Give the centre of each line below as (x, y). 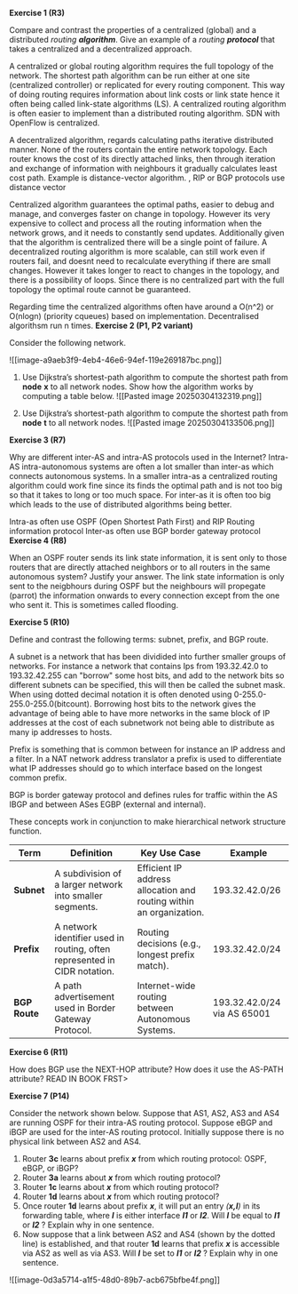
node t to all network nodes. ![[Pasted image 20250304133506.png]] (148, 423)
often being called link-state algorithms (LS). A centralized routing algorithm (148, 104)
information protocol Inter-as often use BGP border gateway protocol (135, 531)
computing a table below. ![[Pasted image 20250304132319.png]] (142, 396)
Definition (91, 853)
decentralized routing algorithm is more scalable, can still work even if (137, 252)
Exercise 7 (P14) (39, 1096)
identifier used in (90, 938)
